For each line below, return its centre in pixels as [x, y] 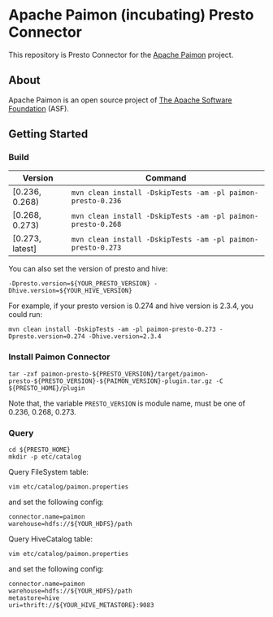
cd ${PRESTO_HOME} [39, 450]
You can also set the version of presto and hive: [88, 269]
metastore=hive [34, 598]
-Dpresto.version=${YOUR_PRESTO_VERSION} [80, 284]
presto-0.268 [96, 224]
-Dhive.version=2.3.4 [125, 337]
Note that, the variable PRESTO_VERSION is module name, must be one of [127, 403]
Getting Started [48, 135]
